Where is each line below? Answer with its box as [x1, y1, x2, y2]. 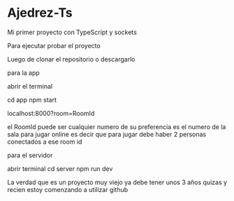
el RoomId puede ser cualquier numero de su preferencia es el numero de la [7, 122, 226, 131]
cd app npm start [7, 96, 57, 104]
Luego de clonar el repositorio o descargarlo [7, 54, 136, 64]
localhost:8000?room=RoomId [7, 109, 95, 117]
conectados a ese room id [7, 137, 82, 146]
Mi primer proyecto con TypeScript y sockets [7, 28, 138, 36]
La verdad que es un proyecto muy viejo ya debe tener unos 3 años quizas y [7, 178, 228, 186]
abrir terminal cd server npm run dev [7, 164, 113, 172]
